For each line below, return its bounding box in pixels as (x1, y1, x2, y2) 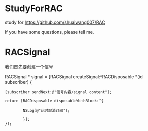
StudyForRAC (5, 3, 63, 14)
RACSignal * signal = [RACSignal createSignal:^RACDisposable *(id (5, 73, 143, 80)
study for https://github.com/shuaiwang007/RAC (5, 19, 106, 25)
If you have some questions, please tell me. (5, 29, 94, 35)
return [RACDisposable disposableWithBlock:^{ (5, 98, 104, 103)
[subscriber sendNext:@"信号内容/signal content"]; (5, 89, 112, 95)
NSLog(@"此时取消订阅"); (23, 108, 70, 113)
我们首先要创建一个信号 (5, 63, 53, 70)
